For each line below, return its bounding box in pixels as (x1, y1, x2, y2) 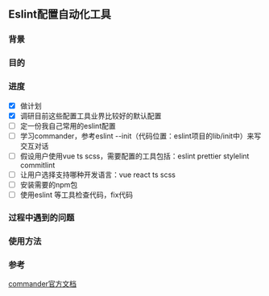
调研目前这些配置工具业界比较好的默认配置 (19, 111, 162, 121)
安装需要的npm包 (19, 179, 78, 189)
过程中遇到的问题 (8, 212, 75, 223)
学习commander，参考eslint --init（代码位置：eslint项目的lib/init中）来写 (19, 131, 262, 141)
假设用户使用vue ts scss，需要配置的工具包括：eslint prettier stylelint (19, 151, 250, 161)
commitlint (19, 160, 56, 170)
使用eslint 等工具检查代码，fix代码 (19, 190, 134, 199)
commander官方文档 (8, 279, 77, 289)
